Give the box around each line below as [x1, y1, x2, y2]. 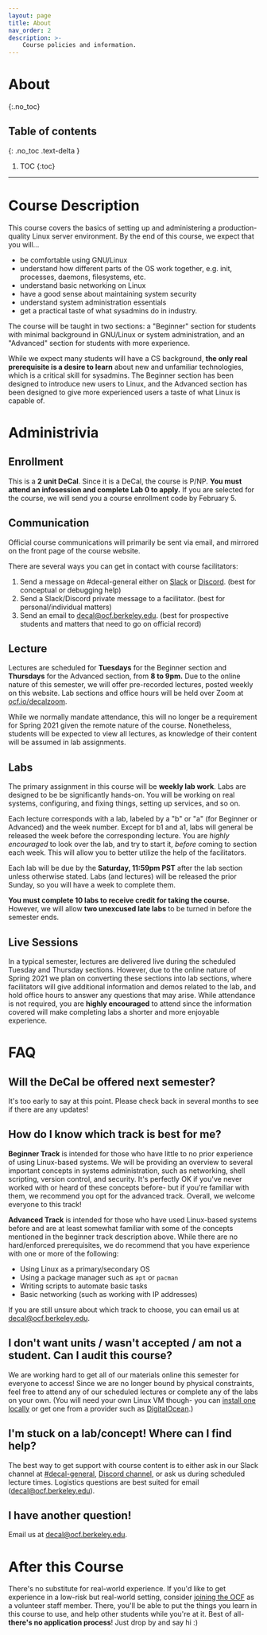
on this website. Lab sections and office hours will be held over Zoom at [8, 689, 244, 698]
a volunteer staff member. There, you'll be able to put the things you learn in [8, 1601, 257, 1610]
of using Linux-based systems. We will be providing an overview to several [8, 1157, 253, 1167]
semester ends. [8, 912, 60, 922]
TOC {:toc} [19, 161, 56, 171]
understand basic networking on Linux [19, 280, 146, 290]
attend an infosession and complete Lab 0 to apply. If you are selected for [8, 484, 255, 494]
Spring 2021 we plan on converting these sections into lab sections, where [8, 973, 252, 983]
